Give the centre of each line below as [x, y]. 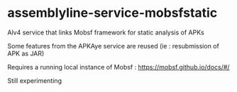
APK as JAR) [26, 53]
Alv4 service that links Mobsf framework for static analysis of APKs [106, 32]
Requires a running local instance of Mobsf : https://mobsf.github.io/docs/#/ [118, 67]
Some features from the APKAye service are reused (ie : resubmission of [114, 46]
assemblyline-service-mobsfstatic [112, 13]
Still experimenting [35, 80]
